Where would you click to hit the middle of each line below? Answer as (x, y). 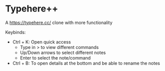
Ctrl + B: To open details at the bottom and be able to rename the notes (86, 63)
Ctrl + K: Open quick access (42, 42)
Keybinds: (16, 32)
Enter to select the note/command (55, 57)
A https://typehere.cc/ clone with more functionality (59, 22)
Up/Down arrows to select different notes (63, 52)
